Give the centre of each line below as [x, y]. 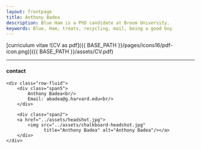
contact [16, 71]
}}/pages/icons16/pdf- [145, 45]
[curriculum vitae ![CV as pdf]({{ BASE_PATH [61, 45]
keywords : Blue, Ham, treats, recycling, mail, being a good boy [89, 28]
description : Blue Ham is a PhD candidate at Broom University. [88, 23]
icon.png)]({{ [22, 52]
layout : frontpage [29, 12]
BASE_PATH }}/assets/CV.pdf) [76, 52]
